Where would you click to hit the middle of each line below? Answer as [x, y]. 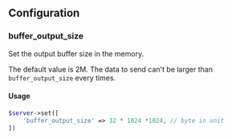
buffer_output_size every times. [62, 78]
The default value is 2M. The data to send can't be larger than [110, 69]
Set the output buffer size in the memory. [76, 53]
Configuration [44, 13]
